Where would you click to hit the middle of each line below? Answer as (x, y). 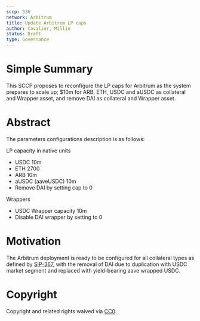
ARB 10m (26, 175)
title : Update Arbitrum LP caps (46, 23)
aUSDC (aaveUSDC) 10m (45, 181)
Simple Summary (50, 69)
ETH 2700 (27, 169)
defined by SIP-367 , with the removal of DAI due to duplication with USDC (97, 264)
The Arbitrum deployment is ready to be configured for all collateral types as (100, 258)
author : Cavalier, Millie (38, 28)
